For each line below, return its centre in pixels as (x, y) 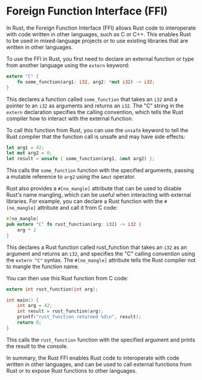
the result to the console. (37, 346)
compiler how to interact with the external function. (70, 118)
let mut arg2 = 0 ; (29, 153)
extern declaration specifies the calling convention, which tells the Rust (95, 112)
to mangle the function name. (43, 266)
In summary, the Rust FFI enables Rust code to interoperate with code (93, 358)
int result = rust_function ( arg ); (60, 311)
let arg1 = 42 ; (25, 147)
